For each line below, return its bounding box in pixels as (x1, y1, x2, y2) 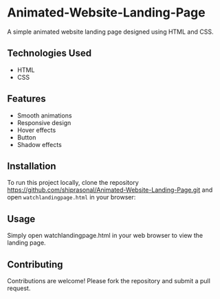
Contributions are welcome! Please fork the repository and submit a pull (7, 277, 211, 285)
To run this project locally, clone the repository (7, 179, 139, 187)
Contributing (7, 258, 63, 270)
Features (7, 93, 46, 104)
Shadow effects (16, 140, 62, 148)
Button (16, 133, 36, 142)
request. (7, 284, 31, 292)
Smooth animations (16, 111, 72, 120)
